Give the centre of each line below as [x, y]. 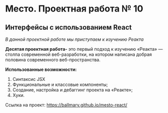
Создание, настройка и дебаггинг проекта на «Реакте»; [72, 90]
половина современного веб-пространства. [53, 60]
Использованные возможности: [41, 69]
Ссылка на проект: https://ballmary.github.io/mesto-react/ [66, 105]
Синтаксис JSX [29, 79]
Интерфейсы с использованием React [68, 27]
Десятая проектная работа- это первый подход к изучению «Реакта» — [84, 49]
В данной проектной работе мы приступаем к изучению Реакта [74, 39]
